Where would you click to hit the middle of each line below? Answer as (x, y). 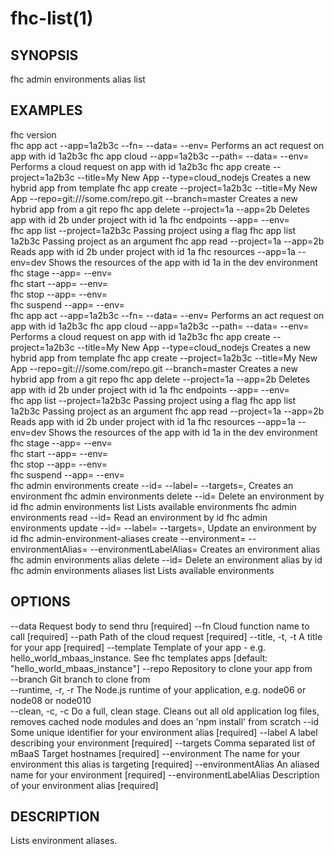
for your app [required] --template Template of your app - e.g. (138, 647)
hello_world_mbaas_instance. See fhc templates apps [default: (139, 658)
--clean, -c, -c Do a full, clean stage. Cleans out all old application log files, (165, 711)
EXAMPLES (46, 110)
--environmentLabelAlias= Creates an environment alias (205, 549)
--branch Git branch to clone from (80, 679)
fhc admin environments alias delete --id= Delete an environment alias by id (166, 559)
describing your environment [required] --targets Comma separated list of (163, 743)
